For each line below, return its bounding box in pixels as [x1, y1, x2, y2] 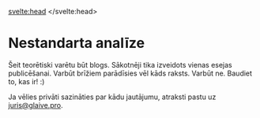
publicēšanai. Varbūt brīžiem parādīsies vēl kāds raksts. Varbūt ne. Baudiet [8, 68, 253, 78]
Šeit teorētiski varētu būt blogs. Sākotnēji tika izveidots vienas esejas [8, 60, 232, 69]
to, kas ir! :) [8, 76, 45, 86]
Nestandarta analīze [8, 35, 145, 52]
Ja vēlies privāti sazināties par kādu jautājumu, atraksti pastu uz [8, 92, 217, 101]
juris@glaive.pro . [8, 100, 63, 109]
